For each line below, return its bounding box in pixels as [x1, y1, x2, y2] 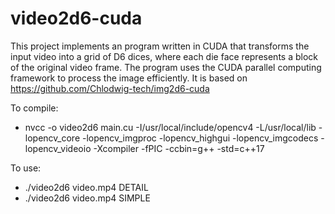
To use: [10, 162, 42, 174]
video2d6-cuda [10, 7, 143, 30]
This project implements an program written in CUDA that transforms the [10, 40, 310, 52]
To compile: [10, 102, 59, 114]
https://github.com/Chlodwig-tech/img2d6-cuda [10, 82, 210, 94]
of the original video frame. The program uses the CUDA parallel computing [10, 61, 322, 73]
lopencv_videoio [24, 142, 92, 154]
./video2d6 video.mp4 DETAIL [24, 181, 149, 193]
